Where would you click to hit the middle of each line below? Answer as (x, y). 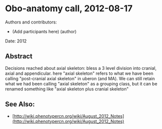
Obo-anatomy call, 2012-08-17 (69, 9)
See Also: (20, 104)
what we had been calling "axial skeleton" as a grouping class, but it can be (81, 84)
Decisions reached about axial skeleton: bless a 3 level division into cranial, (81, 68)
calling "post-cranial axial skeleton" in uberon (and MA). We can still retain (80, 78)
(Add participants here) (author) (44, 31)
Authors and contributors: (31, 22)
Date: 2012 (16, 41)
